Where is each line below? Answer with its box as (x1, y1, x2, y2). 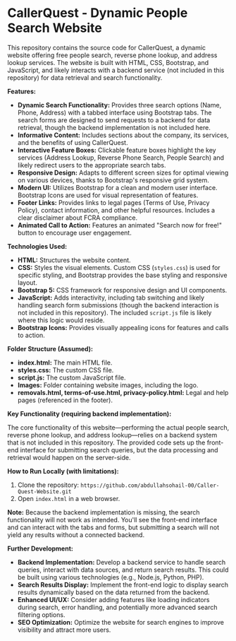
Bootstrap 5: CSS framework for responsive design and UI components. (17, 286, 228, 294)
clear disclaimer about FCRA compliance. (17, 213, 138, 222)
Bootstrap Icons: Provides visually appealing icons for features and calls (17, 323, 229, 331)
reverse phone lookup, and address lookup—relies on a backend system (7, 430, 218, 439)
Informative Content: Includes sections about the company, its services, (17, 131, 229, 139)
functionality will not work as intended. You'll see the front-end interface (7, 515, 218, 524)
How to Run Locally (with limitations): (7, 466, 120, 475)
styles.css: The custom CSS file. (17, 365, 114, 374)
